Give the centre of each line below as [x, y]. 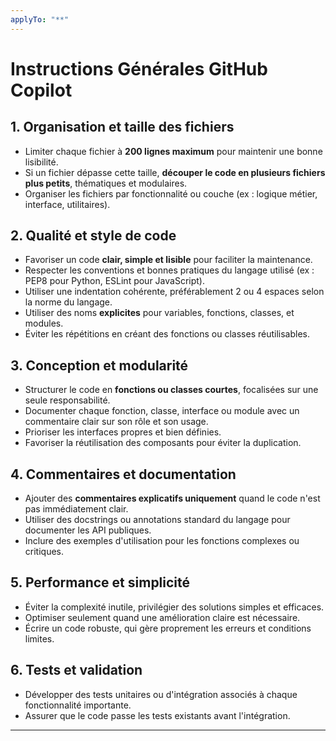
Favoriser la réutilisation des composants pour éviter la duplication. [163, 443]
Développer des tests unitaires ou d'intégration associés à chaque [161, 694]
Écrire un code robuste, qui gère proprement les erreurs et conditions [168, 628]
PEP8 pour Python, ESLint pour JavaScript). [114, 281]
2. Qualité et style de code [93, 236]
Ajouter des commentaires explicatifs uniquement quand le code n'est [172, 498]
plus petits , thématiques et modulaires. [106, 183]
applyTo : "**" [40, 19]
